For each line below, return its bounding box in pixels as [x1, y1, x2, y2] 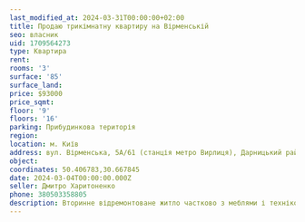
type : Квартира [9, 47, 67, 56]
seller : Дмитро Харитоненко [9, 182, 116, 191]
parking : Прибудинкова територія [9, 123, 136, 132]
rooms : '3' [9, 64, 51, 73]
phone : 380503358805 [9, 190, 88, 199]
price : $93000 [9, 89, 64, 98]
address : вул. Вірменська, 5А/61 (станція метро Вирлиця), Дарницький [9, 148, 282, 157]
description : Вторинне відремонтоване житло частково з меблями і [9, 198, 266, 208]
